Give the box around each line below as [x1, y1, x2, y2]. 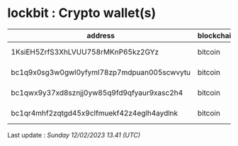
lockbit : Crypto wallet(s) [7, 5, 157, 21]
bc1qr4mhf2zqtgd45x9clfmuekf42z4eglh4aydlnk [11, 108, 178, 118]
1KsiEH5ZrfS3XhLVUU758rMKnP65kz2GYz [11, 47, 159, 57]
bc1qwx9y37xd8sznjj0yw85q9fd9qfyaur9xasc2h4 [11, 87, 183, 97]
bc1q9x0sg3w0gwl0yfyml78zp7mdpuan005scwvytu [11, 67, 191, 77]
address [86, 30, 115, 40]
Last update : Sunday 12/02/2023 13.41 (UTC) [7, 130, 140, 139]
